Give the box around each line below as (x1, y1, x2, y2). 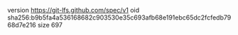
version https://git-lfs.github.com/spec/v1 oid (7, 6, 140, 14)
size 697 (38, 21, 63, 29)
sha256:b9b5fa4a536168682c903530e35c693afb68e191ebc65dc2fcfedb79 (7, 13, 232, 22)
